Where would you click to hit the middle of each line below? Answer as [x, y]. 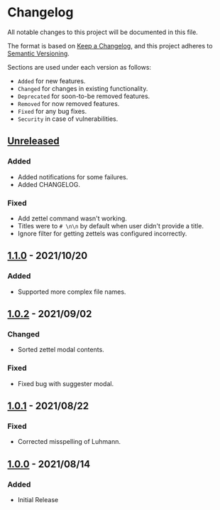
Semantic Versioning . [38, 53]
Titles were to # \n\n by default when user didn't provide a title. [111, 225]
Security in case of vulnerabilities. [68, 119]
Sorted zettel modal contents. [61, 350]
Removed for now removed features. [68, 103]
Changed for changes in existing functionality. [83, 88]
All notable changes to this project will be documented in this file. [103, 32]
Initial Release [38, 499]
